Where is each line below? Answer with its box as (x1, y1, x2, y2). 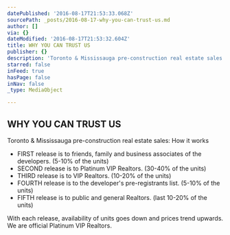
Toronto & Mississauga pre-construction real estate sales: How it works (7, 136, 209, 144)
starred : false (7, 61, 51, 68)
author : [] (7, 23, 38, 30)
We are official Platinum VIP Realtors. (7, 221, 112, 230)
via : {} (7, 29, 30, 36)
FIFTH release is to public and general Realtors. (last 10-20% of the (16, 193, 207, 201)
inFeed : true (7, 67, 45, 74)
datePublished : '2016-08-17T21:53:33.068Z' (7, 10, 134, 17)
